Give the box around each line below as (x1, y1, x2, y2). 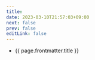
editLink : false (6, 31, 47, 37)
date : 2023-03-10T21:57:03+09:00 (6, 14, 90, 20)
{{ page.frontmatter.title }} (14, 47, 79, 54)
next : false (6, 20, 36, 26)
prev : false (6, 25, 36, 31)
